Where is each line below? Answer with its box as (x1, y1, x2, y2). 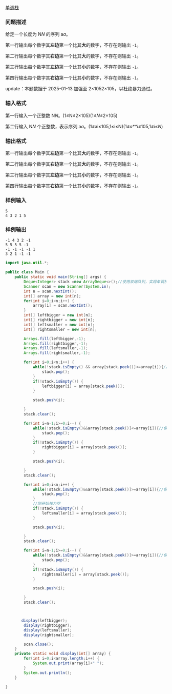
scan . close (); (24, 642, 54, 647)
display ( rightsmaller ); (24, 632, 74, 638)
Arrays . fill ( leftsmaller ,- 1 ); (24, 346, 88, 351)
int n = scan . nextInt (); (24, 289, 77, 294)
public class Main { (5, 270, 50, 275)
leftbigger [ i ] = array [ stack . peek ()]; (41, 384, 125, 389)
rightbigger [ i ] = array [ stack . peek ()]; (41, 445, 127, 450)
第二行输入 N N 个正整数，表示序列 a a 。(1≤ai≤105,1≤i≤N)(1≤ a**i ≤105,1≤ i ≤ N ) (5, 123, 163, 129)
